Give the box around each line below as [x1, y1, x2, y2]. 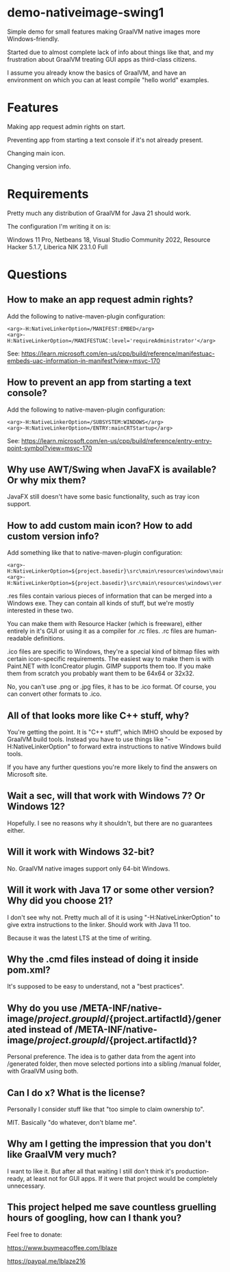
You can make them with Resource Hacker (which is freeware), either [7, 620, 203, 628]
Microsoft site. [7, 771, 48, 779]
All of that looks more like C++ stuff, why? [7, 710, 190, 721]
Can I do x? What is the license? [7, 1087, 146, 1099]
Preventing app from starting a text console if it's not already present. [7, 136, 203, 144]
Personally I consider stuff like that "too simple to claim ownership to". [7, 1105, 205, 1113]
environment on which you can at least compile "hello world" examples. [7, 75, 209, 84]
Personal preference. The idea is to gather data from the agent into [7, 1053, 196, 1061]
